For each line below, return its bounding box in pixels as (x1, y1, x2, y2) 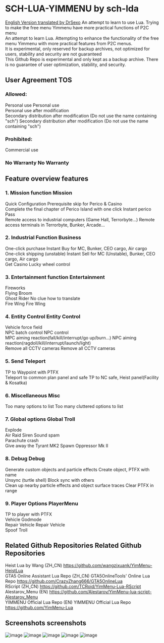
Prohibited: (5, 135, 33, 142)
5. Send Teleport (5, 358, 46, 365)
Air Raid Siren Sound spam (5, 432, 60, 438)
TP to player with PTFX (5, 511, 52, 517)
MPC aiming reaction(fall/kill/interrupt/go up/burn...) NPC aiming (5, 335, 137, 341)
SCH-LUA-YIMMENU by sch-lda (5, 3, 139, 14)
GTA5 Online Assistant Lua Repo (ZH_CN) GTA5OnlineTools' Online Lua (5, 573, 150, 579)
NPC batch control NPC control (5, 329, 69, 335)
